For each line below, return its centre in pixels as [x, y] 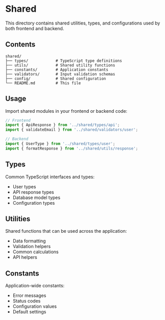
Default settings [29, 312]
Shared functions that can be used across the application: [66, 231]
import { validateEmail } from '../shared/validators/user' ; [72, 130]
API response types [33, 192]
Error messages [29, 296]
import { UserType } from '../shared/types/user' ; [60, 144]
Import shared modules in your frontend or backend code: [66, 111]
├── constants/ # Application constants [57, 69]
